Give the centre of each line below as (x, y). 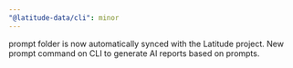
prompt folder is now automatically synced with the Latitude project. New (146, 44)
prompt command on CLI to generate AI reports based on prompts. (134, 53)
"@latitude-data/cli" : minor (64, 18)
